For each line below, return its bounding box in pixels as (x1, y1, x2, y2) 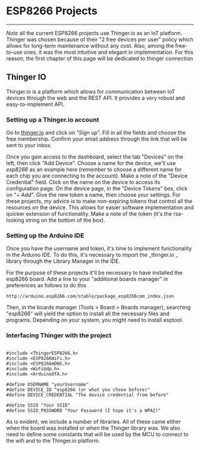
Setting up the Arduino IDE (6, 231, 85, 240)
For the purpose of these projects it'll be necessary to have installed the (6, 269, 183, 277)
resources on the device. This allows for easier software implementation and (6, 204, 194, 211)
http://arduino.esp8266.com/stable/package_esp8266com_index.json (6, 293, 174, 299)
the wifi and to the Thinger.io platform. (6, 437, 100, 444)
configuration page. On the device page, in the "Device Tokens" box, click (6, 185, 188, 192)
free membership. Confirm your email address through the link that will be (6, 135, 187, 142)
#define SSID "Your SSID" (6, 402, 70, 408)
